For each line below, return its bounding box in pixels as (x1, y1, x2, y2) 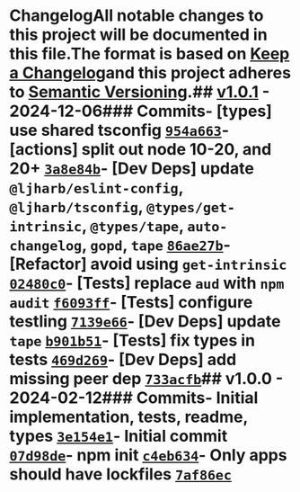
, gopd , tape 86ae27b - (81, 235, 231, 255)
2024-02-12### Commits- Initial (9, 388, 259, 408)
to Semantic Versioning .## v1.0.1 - (9, 82, 270, 103)
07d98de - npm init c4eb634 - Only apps (9, 445, 287, 466)
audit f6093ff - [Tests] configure (9, 292, 253, 313)
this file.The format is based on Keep (9, 44, 290, 64)
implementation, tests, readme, (9, 407, 249, 427)
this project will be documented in (9, 24, 268, 45)
